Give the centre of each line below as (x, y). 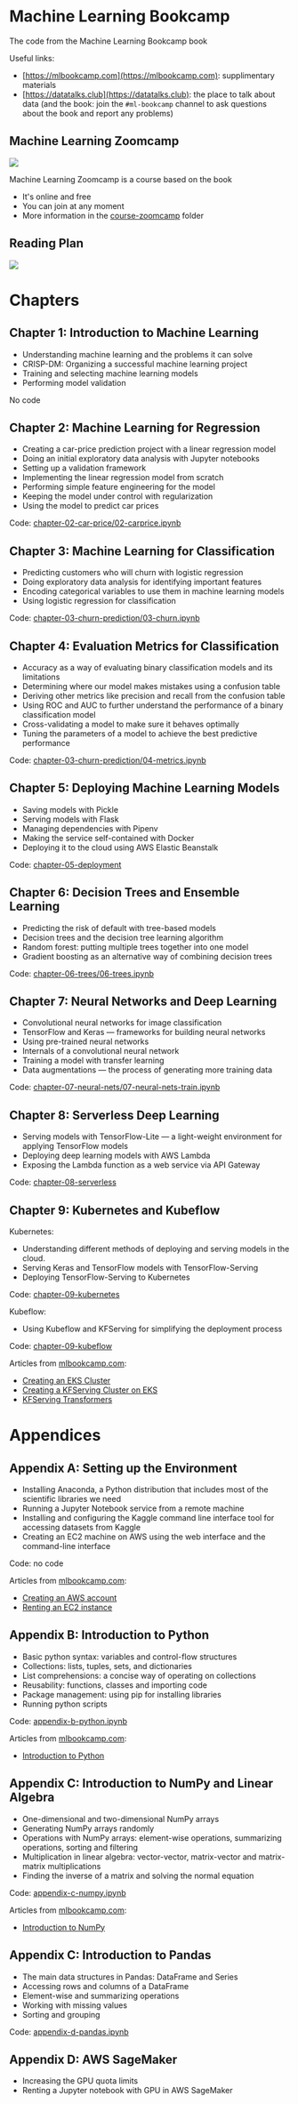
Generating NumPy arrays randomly (88, 1828)
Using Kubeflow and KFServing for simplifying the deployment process (152, 1329)
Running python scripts (65, 1704)
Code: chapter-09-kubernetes (64, 1295)
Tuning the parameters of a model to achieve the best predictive (140, 734)
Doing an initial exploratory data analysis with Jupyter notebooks (141, 459)
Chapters (44, 300)
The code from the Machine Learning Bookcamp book (108, 41)
